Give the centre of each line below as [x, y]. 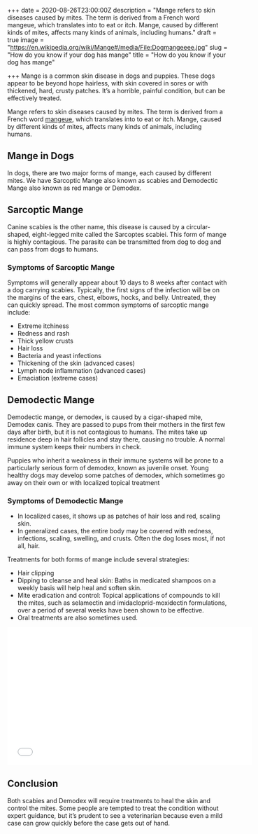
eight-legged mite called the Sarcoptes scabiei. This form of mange [129, 234]
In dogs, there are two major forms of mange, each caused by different [109, 173]
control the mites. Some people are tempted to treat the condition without [113, 808]
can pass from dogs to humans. [53, 249]
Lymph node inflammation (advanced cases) [81, 370]
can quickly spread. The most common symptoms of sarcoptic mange [108, 305]
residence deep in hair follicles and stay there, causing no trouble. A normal [116, 439]
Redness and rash [43, 333]
